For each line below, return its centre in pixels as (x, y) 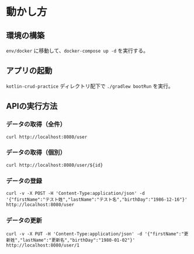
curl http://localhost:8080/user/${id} (55, 165)
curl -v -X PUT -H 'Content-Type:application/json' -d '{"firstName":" (95, 234)
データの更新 (24, 221)
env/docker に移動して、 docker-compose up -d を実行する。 (77, 51)
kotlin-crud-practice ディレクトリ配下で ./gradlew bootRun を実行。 (90, 86)
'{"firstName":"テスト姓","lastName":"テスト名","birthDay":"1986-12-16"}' (97, 200)
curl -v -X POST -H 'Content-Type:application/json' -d (75, 194)
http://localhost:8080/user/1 (43, 246)
